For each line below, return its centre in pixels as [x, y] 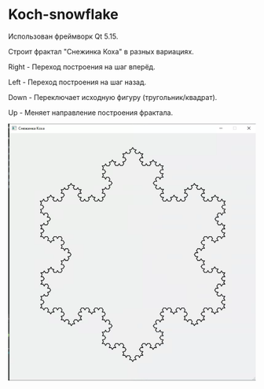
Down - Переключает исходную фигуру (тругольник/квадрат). [113, 97]
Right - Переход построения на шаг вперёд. [82, 67]
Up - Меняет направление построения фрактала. [91, 113]
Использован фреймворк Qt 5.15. [63, 36]
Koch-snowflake [64, 15]
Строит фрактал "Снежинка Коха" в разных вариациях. [101, 51]
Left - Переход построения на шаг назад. [77, 82]
